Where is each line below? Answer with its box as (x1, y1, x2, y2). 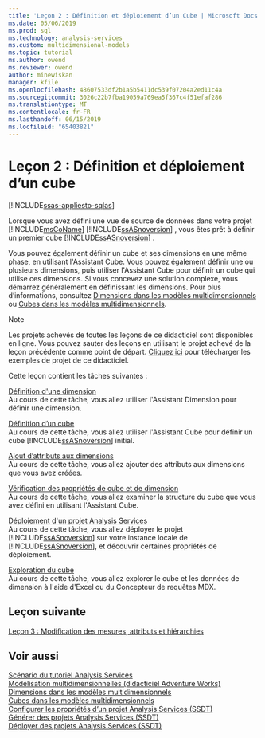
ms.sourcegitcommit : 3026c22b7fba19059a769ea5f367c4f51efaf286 (8, 93, 223, 101)
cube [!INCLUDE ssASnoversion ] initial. (8, 435, 135, 445)
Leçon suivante (8, 605, 86, 618)
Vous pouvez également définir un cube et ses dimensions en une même (8, 248, 247, 257)
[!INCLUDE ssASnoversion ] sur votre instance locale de (8, 532, 189, 542)
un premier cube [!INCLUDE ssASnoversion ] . (8, 233, 155, 242)
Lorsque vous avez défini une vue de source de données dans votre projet (8, 216, 252, 226)
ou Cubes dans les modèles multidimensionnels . (8, 299, 167, 308)
